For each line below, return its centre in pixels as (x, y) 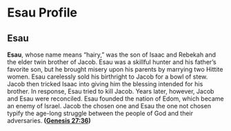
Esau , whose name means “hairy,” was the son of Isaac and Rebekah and (111, 54)
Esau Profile (42, 13)
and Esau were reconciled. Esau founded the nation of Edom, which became (115, 99)
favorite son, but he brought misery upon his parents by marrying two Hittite (115, 69)
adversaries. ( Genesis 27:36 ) (49, 121)
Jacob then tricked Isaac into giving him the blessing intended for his (105, 84)
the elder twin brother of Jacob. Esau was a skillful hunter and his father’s (112, 62)
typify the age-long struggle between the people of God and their (100, 113)
